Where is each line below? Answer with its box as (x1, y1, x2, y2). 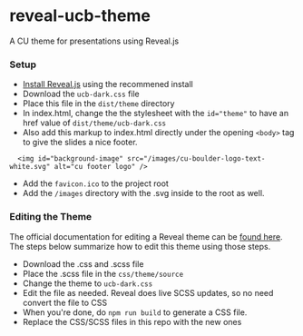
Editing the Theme (9, 211, 93, 223)
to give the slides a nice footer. (22, 137, 138, 148)
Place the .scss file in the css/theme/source (22, 268, 184, 279)
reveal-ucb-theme (9, 5, 151, 26)
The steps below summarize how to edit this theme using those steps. (9, 241, 271, 252)
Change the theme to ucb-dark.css (22, 278, 153, 289)
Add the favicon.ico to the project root (22, 178, 170, 189)
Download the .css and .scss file (22, 258, 144, 269)
